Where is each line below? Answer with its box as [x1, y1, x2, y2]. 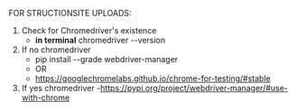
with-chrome [21, 92, 70, 103]
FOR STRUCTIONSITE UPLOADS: [8, 8, 132, 18]
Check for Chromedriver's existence [21, 25, 157, 35]
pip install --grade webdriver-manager [34, 54, 179, 64]
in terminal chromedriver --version [34, 35, 166, 45]
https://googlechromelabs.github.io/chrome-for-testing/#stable [34, 73, 272, 84]
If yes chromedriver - [21, 83, 101, 93]
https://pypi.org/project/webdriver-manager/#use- [99, 83, 288, 93]
